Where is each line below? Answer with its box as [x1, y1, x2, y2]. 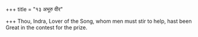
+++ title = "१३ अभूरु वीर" [5, 6, 63, 13]
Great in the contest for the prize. [5, 24, 88, 31]
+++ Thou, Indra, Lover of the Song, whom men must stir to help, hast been [5, 18, 192, 24]
